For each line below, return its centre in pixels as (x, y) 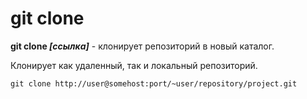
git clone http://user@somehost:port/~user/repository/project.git (154, 83)
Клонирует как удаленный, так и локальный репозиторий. (134, 65)
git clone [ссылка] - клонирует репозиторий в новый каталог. (142, 46)
